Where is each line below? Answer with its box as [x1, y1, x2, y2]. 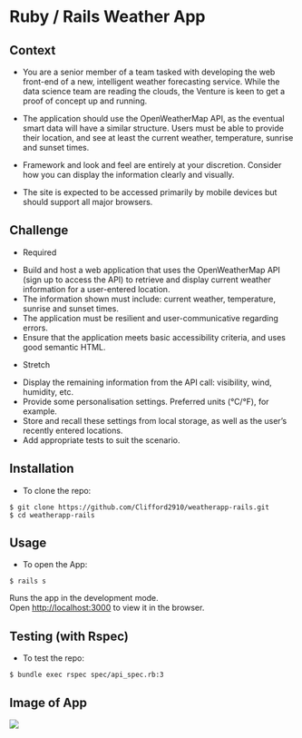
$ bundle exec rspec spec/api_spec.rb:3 [9, 670, 165, 680]
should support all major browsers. [22, 197, 153, 207]
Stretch [22, 359, 51, 369]
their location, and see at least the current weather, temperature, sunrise [22, 133, 294, 143]
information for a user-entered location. [22, 283, 170, 294]
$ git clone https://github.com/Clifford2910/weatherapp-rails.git [9, 502, 270, 512]
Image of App [9, 694, 88, 710]
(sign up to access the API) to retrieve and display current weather [22, 274, 271, 285]
